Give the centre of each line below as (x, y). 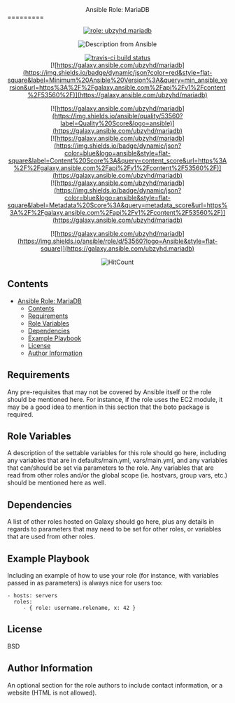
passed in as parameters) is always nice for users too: (85, 583)
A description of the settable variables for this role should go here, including (117, 453)
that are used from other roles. (51, 536)
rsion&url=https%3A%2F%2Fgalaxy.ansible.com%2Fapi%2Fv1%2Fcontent (117, 88)
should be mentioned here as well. (57, 483)
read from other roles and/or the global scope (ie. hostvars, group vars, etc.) (117, 475)
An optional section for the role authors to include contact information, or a (115, 685)
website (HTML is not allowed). (52, 692)
